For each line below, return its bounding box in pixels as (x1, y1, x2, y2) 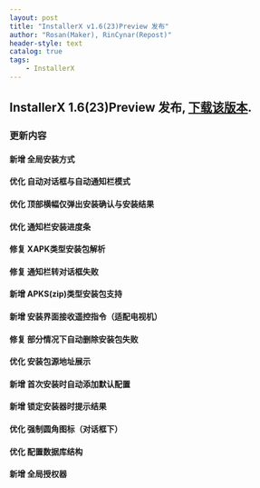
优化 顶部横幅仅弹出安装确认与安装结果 (9, 198, 155, 209)
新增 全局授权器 (9, 469, 68, 480)
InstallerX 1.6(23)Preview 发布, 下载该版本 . (9, 100, 252, 115)
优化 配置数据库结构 (9, 446, 83, 457)
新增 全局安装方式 (9, 154, 75, 164)
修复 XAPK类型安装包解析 (9, 244, 106, 254)
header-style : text (9, 38, 83, 48)
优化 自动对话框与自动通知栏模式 (9, 176, 131, 187)
